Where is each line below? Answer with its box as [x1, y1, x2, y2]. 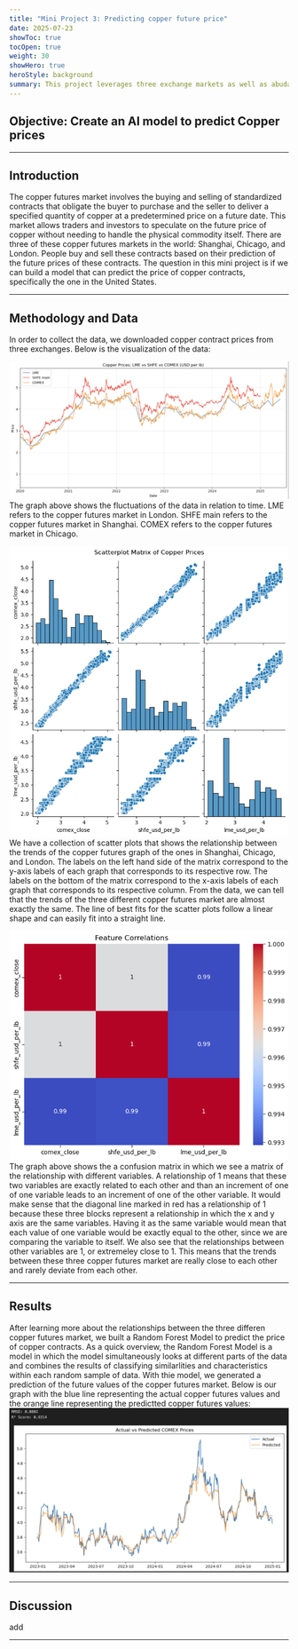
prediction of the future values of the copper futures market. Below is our [9, 1379, 277, 1390]
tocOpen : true [9, 43, 62, 52]
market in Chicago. [9, 528, 79, 539]
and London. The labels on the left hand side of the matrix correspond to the [9, 857, 288, 868]
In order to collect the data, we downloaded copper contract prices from [9, 334, 274, 345]
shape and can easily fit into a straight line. [9, 913, 166, 924]
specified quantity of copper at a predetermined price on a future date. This [9, 210, 286, 221]
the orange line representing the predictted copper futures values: [9, 1398, 251, 1408]
